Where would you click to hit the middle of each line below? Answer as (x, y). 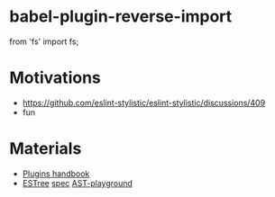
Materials (46, 149)
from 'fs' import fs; (44, 41)
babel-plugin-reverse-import (121, 17)
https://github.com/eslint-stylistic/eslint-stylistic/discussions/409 (144, 103)
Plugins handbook (56, 174)
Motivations (55, 78)
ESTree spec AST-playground (78, 183)
